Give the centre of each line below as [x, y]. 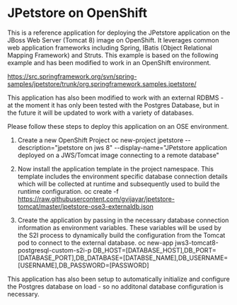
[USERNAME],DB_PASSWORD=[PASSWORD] [83, 265]
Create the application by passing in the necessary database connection [123, 220]
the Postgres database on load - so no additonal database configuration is [116, 286]
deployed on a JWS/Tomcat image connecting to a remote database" [118, 155]
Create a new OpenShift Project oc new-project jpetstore [100, 140]
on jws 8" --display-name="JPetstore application [156, 147]
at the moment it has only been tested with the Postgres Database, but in [114, 105]
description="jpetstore [50, 147]
